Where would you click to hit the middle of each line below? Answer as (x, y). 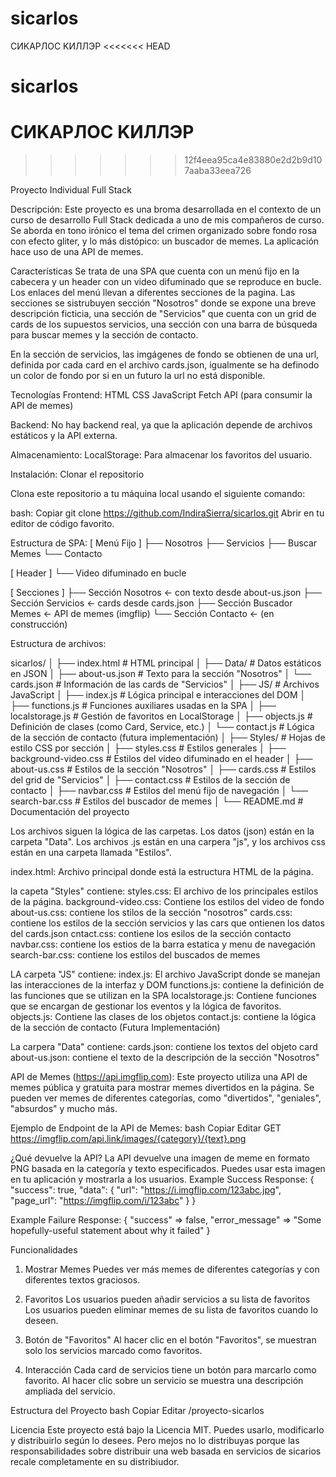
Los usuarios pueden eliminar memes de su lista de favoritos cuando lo (171, 1310)
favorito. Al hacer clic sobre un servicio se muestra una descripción (164, 1381)
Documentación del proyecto (70, 812)
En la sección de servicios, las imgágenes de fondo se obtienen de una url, (165, 354)
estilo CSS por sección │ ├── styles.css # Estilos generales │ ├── (148, 748)
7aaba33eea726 (218, 171)
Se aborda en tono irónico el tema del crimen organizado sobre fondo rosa (164, 231)
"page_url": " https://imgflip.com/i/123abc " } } (103, 1201)
